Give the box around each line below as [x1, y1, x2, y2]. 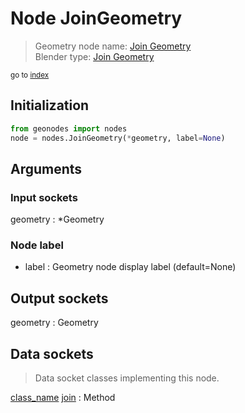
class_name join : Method [10, 392, 116, 404]
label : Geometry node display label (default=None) [24, 261, 237, 273]
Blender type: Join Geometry [34, 50, 155, 62]
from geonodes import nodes [10, 123, 128, 134]
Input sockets [10, 190, 78, 204]
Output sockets [10, 290, 109, 307]
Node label [10, 238, 64, 252]
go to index [10, 70, 50, 80]
